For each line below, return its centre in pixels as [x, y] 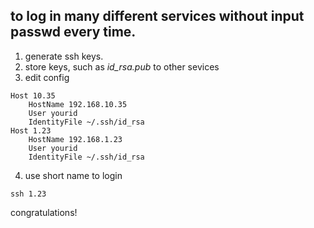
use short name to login [73, 175]
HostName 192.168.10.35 [78, 104]
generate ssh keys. [64, 56]
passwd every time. [73, 32]
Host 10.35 [33, 95]
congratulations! [44, 212]
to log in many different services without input [157, 16]
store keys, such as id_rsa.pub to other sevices [122, 66]
